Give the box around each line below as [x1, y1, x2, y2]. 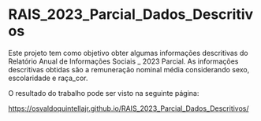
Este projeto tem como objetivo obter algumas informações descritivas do [8, 48, 248, 57]
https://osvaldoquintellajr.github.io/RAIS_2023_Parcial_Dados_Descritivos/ [8, 104, 250, 113]
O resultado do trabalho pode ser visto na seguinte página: [8, 88, 199, 97]
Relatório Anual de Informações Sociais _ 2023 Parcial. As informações [8, 57, 239, 66]
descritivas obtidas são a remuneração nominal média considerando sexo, [8, 64, 250, 74]
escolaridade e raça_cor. [8, 73, 88, 82]
